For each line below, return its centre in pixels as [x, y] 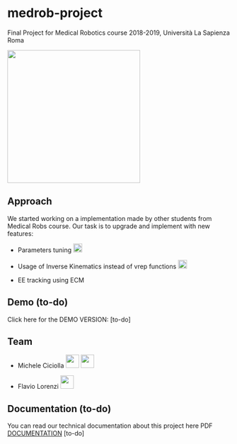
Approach [30, 201]
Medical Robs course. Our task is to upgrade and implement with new [109, 226]
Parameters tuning [45, 250]
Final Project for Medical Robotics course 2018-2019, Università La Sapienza [118, 33]
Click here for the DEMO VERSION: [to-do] [69, 319]
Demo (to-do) [38, 302]
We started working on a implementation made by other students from [110, 218]
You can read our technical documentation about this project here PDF [110, 426]
